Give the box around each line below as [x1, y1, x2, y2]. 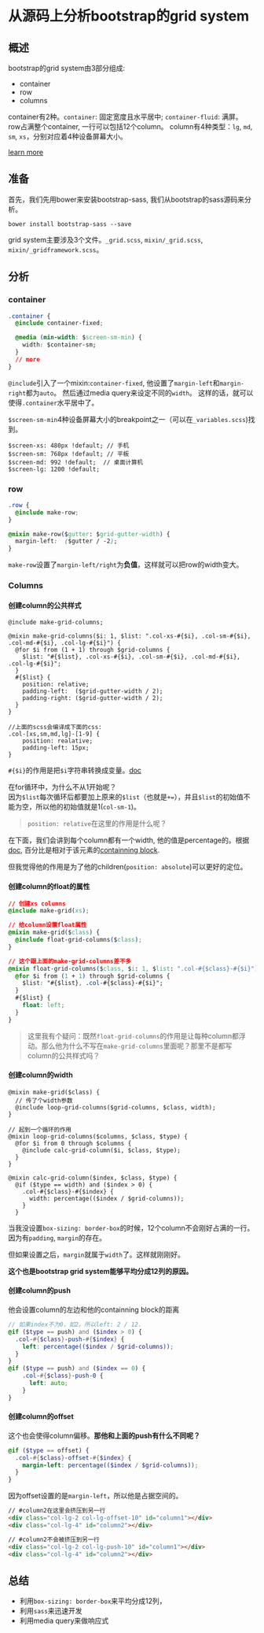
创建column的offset [8, 1412, 75, 1421]
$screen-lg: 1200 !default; [8, 465, 101, 473]
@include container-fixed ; [15, 320, 104, 328]
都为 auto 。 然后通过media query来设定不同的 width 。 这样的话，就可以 [25, 387, 254, 398]
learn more [8, 147, 44, 157]
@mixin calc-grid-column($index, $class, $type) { [8, 1174, 178, 1182]
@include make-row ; [15, 509, 79, 517]
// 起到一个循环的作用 [8, 1125, 72, 1134]
